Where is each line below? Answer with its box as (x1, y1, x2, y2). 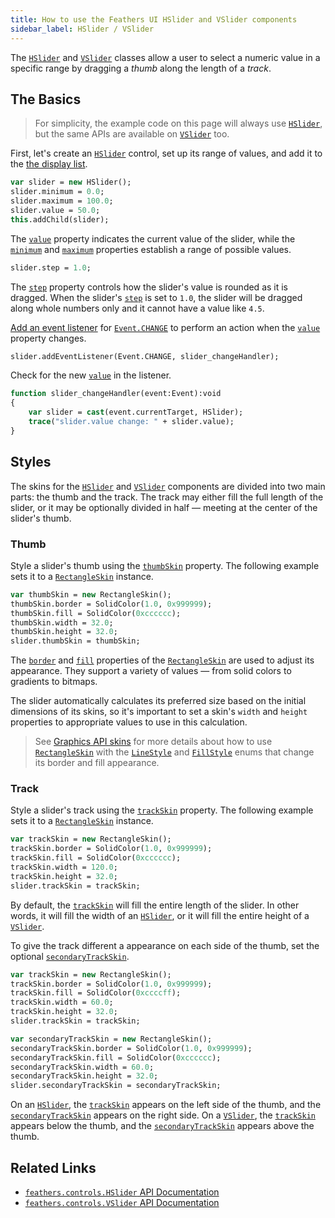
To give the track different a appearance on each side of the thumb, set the (10, 939, 320, 951)
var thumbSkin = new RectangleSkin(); (10, 589, 172, 600)
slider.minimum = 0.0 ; (10, 187, 105, 197)
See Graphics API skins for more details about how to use (34, 736, 273, 748)
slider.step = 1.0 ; (10, 262, 92, 273)
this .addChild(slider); (10, 214, 110, 225)
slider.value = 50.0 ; (10, 205, 101, 215)
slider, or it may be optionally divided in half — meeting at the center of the (10, 501, 318, 513)
